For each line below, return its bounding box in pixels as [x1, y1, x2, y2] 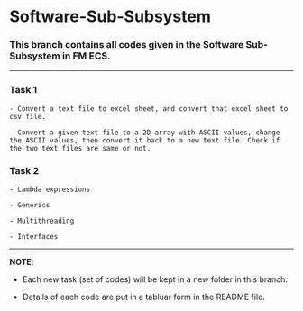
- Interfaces [9, 233, 59, 242]
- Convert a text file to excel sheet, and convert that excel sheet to [9, 104, 289, 114]
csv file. [9, 112, 47, 121]
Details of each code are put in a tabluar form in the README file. [22, 291, 265, 303]
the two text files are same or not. [9, 143, 151, 152]
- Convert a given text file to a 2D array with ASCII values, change [9, 128, 280, 137]
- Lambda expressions [9, 185, 91, 195]
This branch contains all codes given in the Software [9, 39, 244, 51]
